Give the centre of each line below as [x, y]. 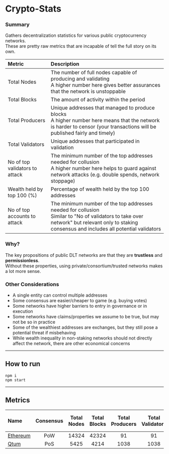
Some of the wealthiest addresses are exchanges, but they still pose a [85, 327]
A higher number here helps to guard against [104, 168]
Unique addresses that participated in [95, 141]
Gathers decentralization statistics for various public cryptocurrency [76, 35]
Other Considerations [32, 284]
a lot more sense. [23, 271]
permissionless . [22, 260]
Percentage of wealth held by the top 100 [100, 189]
